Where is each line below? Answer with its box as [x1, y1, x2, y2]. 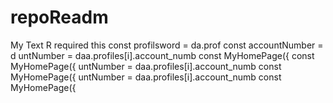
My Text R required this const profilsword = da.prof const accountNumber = [10, 39, 324, 51]
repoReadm [10, 6, 109, 29]
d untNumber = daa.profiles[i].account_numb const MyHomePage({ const [10, 49, 315, 61]
